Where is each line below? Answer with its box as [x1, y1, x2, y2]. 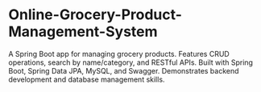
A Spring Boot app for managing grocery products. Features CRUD [8, 49, 230, 58]
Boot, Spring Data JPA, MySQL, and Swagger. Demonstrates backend [8, 66, 239, 75]
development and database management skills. [8, 74, 165, 84]
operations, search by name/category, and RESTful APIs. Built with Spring [8, 58, 254, 67]
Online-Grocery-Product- [8, 6, 183, 24]
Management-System [8, 22, 159, 41]
